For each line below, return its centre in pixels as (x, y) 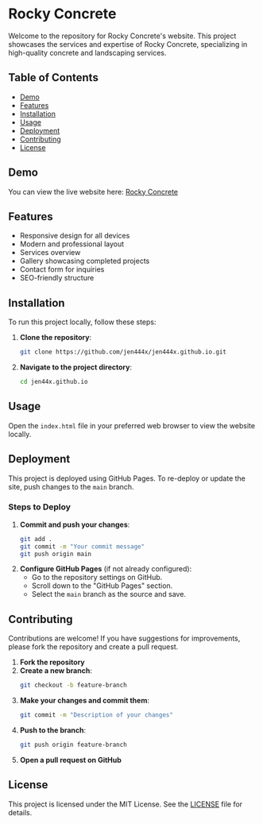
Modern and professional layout (72, 244)
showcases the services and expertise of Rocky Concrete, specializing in (128, 44)
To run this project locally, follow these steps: (82, 322)
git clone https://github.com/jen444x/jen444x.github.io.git (123, 352)
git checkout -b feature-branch (73, 685)
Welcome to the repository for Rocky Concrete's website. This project (122, 36)
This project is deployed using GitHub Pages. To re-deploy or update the (127, 478)
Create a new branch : (56, 671)
